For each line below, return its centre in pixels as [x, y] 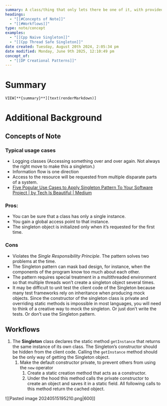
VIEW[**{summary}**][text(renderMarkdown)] [51, 98]
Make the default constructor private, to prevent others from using [87, 362]
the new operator [37, 368]
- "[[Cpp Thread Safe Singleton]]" [46, 42]
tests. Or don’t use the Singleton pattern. [54, 314]
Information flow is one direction [45, 172]
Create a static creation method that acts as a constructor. [87, 373]
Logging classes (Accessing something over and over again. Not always [86, 161]
